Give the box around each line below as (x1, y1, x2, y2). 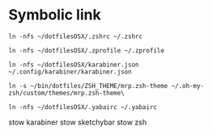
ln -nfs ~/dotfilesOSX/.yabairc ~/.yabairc (8, 103, 158, 111)
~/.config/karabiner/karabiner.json (8, 67, 132, 76)
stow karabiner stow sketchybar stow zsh (8, 117, 147, 127)
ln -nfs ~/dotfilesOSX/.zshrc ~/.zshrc (8, 32, 143, 40)
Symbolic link (8, 6, 101, 24)
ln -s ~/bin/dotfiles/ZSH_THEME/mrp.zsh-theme (8, 82, 168, 90)
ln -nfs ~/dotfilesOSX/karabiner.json (8, 61, 139, 69)
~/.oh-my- (171, 82, 205, 90)
